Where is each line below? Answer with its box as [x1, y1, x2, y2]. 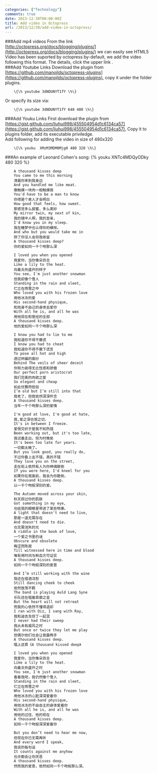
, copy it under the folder [102, 75, 152, 81]
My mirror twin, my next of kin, [14, 211, 81, 216]
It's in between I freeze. [14, 422, 68, 426]
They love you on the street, [14, 459, 75, 464]
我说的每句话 [14, 745, 35, 750]
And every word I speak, [14, 740, 64, 745]
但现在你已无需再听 [14, 736, 47, 740]
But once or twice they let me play [14, 628, 88, 632]
